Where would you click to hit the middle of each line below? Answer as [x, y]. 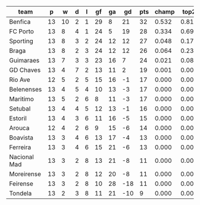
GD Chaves [25, 70]
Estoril [18, 118]
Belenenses [26, 89]
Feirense [21, 184]
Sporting [21, 41]
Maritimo [22, 99]
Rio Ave [20, 80]
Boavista [21, 138]
